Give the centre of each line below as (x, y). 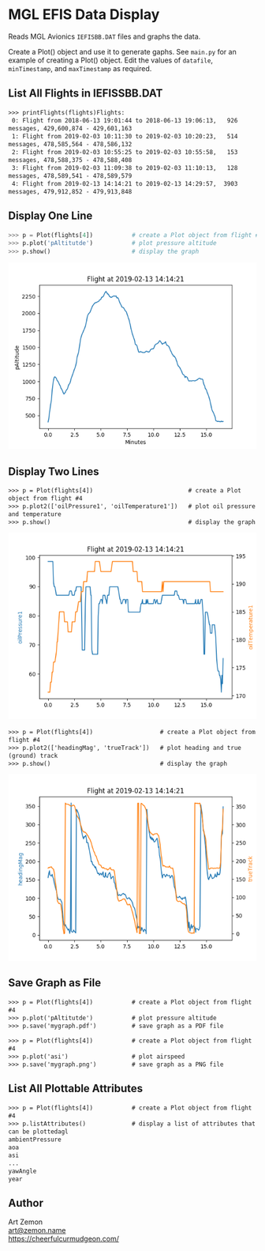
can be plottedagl (38, 1132)
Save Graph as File (54, 983)
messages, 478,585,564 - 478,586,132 (70, 144)
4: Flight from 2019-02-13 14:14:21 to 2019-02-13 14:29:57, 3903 (125, 183)
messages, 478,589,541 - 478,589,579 (70, 175)
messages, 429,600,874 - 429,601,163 (70, 128)
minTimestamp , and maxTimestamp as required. (80, 68)
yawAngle (22, 1171)
